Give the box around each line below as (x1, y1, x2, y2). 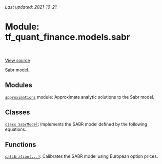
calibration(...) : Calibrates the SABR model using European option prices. (5, 153, 158, 159)
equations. (5, 126, 26, 132)
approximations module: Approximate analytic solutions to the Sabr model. (5, 94, 155, 100)
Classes (5, 108, 30, 117)
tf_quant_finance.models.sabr (5, 32, 130, 43)
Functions (5, 140, 37, 148)
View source (5, 57, 30, 63)
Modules (5, 81, 33, 89)
